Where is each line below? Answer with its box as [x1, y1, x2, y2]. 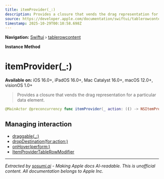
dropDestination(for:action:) [12, 138, 68, 144]
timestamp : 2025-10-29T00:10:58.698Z [5, 21, 82, 26]
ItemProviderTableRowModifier [12, 149, 75, 154]
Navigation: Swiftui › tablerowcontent [5, 34, 81, 40]
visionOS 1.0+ [5, 82, 33, 88]
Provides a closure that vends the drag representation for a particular [17, 92, 156, 98]
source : [5, 16, 21, 21]
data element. [17, 97, 45, 103]
